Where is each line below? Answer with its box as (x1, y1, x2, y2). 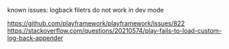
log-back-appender (7, 34, 64, 42)
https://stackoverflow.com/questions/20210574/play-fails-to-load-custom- (7, 27, 222, 35)
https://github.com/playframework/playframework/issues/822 (7, 19, 185, 27)
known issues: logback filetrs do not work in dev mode (7, 6, 164, 14)
